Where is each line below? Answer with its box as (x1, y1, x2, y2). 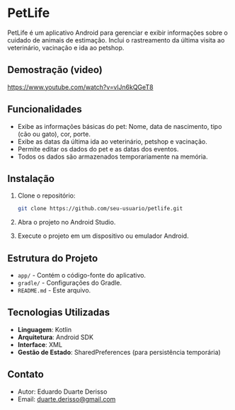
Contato (7, 368, 44, 380)
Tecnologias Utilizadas (7, 307, 110, 319)
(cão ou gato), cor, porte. (17, 130, 91, 138)
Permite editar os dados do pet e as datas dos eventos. (17, 144, 179, 153)
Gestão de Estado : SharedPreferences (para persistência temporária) (17, 348, 221, 356)
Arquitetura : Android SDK (17, 333, 94, 341)
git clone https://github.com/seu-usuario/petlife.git (17, 205, 183, 212)
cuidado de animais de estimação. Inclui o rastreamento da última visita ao (7, 35, 225, 44)
